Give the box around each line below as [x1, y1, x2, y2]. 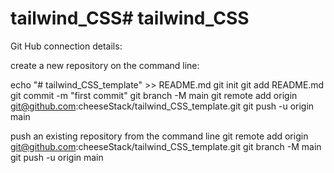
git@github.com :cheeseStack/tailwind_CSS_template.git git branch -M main [10, 140, 322, 152]
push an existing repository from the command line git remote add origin [10, 130, 309, 142]
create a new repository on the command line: [10, 59, 200, 71]
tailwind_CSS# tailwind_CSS [10, 7, 250, 30]
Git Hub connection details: [10, 40, 123, 52]
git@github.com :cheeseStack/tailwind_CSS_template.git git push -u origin [10, 100, 315, 112]
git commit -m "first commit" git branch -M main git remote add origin [10, 89, 298, 101]
